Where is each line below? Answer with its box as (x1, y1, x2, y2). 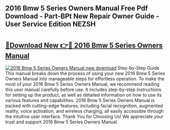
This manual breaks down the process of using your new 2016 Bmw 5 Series (5, 71, 165, 76)
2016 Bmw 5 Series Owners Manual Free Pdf (5, 4, 148, 13)
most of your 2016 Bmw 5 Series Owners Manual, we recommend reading (5, 81, 160, 87)
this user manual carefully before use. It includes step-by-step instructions (5, 86, 161, 92)
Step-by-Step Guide (117, 65, 160, 71)
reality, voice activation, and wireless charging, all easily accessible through (5, 108, 164, 114)
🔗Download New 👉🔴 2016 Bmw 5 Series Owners (5, 41, 163, 50)
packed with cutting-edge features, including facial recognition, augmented (5, 103, 163, 109)
